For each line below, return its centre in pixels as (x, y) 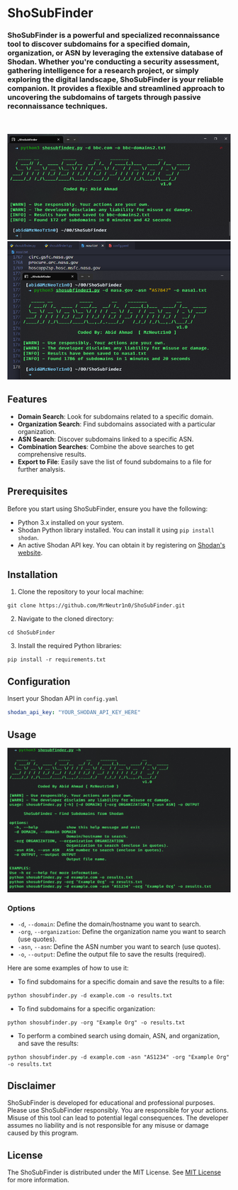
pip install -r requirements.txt (57, 660)
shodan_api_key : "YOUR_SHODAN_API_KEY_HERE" (74, 713)
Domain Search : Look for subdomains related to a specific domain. (115, 416)
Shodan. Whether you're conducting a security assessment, (113, 62)
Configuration (39, 681)
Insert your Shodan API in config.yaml (63, 699)
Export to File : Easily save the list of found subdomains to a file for (115, 462)
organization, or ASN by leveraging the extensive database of (115, 53)
